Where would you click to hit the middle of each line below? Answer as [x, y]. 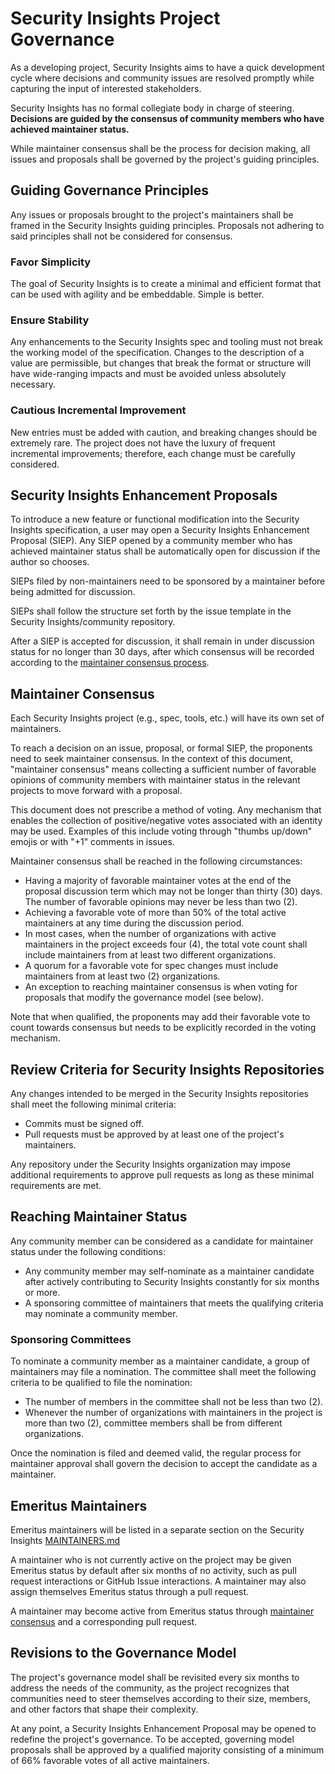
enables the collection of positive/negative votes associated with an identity [166, 821]
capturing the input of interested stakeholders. [106, 88]
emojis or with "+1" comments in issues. [92, 842]
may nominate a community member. [101, 1313]
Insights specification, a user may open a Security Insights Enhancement [160, 530]
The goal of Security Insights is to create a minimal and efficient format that [166, 284]
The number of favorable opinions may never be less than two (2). [161, 902]
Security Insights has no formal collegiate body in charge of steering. [152, 108]
